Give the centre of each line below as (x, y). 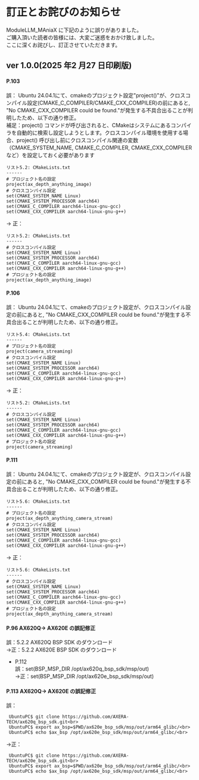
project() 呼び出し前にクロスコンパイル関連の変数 (77, 140)
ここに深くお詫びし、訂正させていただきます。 (63, 45)
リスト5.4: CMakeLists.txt (38, 334)
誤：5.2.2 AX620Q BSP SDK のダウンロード (60, 643)
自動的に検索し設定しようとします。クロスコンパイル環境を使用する (100, 133)
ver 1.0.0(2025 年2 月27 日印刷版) (69, 65)
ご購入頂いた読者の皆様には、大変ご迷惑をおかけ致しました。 (82, 37)
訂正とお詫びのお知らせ (63, 12)
